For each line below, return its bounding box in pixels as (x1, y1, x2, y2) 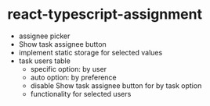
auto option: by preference (30, 72, 117, 82)
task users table (18, 56, 71, 65)
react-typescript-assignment (7, 5, 203, 23)
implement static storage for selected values (18, 48, 163, 57)
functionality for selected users (30, 89, 132, 98)
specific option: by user (30, 64, 107, 73)
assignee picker (18, 31, 71, 41)
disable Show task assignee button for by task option (30, 80, 202, 90)
